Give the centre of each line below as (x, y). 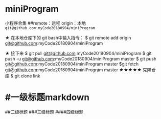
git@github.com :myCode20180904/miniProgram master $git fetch (72, 64)
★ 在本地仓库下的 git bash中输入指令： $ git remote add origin (68, 38)
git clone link (27, 76)
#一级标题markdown (47, 97)
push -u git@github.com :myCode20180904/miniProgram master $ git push (81, 59)
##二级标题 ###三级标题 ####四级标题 (44, 112)
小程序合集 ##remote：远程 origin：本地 (46, 23)
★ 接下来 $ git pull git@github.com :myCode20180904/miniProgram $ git (78, 53)
